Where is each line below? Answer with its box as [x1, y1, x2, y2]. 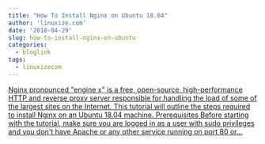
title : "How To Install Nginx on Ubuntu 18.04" [8, 11, 168, 20]
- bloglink [15, 48, 51, 56]
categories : [8, 41, 47, 49]
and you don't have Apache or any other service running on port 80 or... [8, 127, 243, 136]
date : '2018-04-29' [8, 26, 73, 34]
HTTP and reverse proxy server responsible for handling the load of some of [8, 93, 257, 103]
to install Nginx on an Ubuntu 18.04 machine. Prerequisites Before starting [8, 110, 249, 119]
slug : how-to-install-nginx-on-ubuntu [8, 33, 136, 42]
